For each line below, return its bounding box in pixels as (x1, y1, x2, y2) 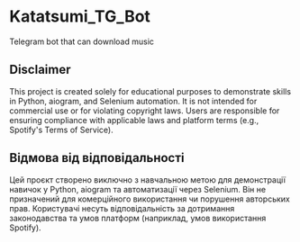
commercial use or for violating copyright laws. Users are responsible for (9, 105, 280, 116)
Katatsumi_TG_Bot (9, 6, 151, 27)
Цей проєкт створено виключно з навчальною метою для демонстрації (9, 174, 286, 185)
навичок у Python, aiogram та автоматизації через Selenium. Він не (9, 184, 267, 194)
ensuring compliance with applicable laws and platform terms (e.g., (9, 114, 259, 125)
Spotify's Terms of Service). (9, 124, 114, 135)
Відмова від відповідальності (9, 150, 185, 166)
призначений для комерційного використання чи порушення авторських (9, 193, 291, 204)
